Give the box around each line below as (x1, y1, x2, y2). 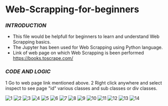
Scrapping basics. (12, 39, 51, 45)
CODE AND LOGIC (5, 68, 51, 75)
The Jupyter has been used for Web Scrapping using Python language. (12, 45, 163, 51)
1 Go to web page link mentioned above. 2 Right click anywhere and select (5, 79, 162, 86)
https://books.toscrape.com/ (12, 55, 73, 61)
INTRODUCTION (5, 22, 47, 29)
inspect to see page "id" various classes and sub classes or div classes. (5, 85, 158, 91)
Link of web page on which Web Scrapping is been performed (12, 50, 144, 56)
